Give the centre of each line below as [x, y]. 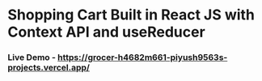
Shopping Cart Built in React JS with [131, 15]
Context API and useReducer [106, 32]
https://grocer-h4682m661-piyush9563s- [142, 58]
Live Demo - [32, 58]
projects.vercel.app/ [49, 68]
